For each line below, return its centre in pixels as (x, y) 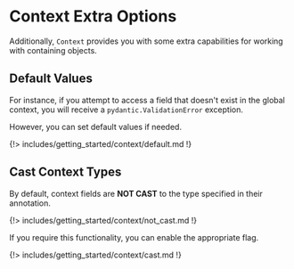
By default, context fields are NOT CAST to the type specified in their (136, 193)
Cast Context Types (65, 172)
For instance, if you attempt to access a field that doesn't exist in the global (147, 100)
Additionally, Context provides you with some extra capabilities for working (146, 41)
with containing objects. (53, 50)
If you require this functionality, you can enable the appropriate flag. (134, 237)
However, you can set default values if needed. (96, 126)
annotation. (30, 203)
